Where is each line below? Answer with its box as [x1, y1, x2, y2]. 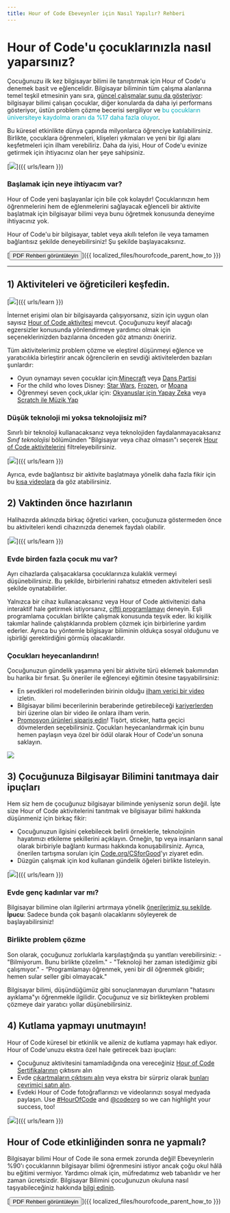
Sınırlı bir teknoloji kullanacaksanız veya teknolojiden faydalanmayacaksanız [7, 428, 221, 436]
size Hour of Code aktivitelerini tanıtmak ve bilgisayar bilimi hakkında [7, 807, 201, 815]
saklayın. [16, 738, 42, 747]
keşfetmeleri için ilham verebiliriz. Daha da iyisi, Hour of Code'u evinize [7, 141, 207, 149]
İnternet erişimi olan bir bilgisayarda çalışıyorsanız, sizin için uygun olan [7, 311, 209, 319]
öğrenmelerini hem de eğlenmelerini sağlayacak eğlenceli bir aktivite [7, 202, 201, 210]
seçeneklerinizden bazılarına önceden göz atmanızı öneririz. [7, 333, 177, 341]
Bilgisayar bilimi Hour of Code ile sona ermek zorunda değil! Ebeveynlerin [7, 1155, 214, 1163]
